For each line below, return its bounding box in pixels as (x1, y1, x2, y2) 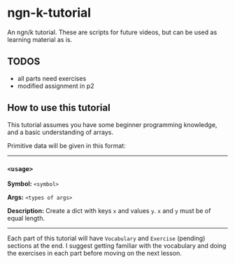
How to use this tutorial (7, 102, 111, 114)
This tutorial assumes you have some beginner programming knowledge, (7, 120, 218, 129)
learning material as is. (7, 35, 73, 43)
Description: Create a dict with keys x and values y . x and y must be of (7, 206, 211, 214)
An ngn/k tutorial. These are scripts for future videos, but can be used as (7, 28, 218, 36)
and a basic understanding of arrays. (7, 128, 114, 136)
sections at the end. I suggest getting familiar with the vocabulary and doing (7, 241, 227, 249)
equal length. (7, 214, 45, 222)
